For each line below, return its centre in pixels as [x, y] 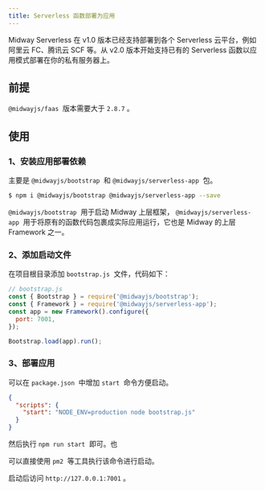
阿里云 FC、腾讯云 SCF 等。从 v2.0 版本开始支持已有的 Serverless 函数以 [129, 50]
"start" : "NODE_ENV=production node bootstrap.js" [109, 413]
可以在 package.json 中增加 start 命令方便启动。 [91, 382]
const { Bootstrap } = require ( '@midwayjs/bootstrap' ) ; [104, 297]
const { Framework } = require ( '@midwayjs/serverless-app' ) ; [113, 304]
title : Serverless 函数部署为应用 [62, 16]
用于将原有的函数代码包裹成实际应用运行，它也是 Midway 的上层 [129, 222]
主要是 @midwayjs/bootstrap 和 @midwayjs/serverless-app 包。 [113, 180]
